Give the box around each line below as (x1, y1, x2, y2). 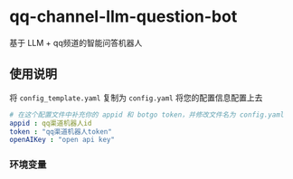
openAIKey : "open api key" (9, 136, 116, 145)
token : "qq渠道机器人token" (9, 127, 113, 137)
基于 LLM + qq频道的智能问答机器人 (9, 37, 143, 48)
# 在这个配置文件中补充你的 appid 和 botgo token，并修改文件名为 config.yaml (9, 110, 285, 119)
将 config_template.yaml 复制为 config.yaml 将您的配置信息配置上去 (9, 92, 263, 103)
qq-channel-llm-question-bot (9, 6, 238, 27)
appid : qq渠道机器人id (9, 118, 92, 127)
